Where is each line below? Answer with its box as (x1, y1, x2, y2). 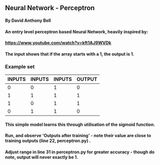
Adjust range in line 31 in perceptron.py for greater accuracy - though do (5, 149, 155, 155)
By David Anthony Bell (5, 17, 51, 23)
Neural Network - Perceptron (5, 4, 95, 12)
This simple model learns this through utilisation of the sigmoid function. (5, 122, 156, 127)
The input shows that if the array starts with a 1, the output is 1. (5, 51, 135, 57)
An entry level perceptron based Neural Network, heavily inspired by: (5, 29, 148, 35)
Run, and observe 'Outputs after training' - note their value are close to (5, 133, 151, 139)
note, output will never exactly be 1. (5, 154, 79, 160)
